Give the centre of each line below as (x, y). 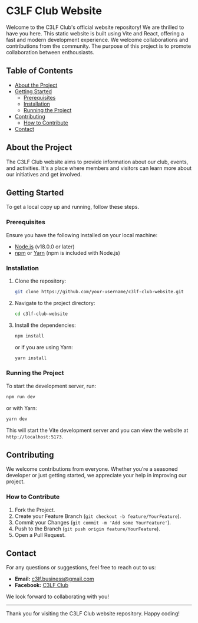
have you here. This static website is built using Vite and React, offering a (95, 33)
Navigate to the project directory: (55, 303)
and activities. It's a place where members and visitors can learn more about (99, 168)
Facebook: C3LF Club (42, 585)
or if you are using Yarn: (44, 347)
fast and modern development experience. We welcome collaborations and (97, 40)
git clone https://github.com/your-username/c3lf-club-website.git (99, 291)
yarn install (31, 358)
